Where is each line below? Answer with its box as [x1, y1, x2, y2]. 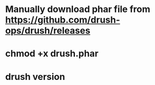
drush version [5, 71, 65, 82]
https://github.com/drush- [5, 14, 121, 26]
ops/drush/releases [5, 25, 91, 36]
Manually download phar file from [5, 4, 150, 15]
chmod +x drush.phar [5, 48, 99, 59]
